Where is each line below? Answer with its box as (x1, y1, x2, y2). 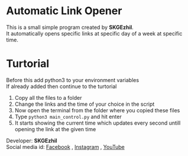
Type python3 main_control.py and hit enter (14, 113, 122, 120)
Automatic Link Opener (6, 4, 122, 18)
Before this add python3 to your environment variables (6, 76, 140, 83)
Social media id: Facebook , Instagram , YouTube (6, 143, 125, 150)
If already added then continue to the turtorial (6, 83, 117, 90)
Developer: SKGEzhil (6, 137, 57, 144)
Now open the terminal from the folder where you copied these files (14, 106, 180, 113)
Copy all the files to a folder (14, 94, 82, 101)
